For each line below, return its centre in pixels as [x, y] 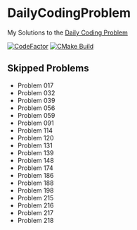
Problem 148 [35, 160]
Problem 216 [35, 205]
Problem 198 [35, 190]
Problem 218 [35, 220]
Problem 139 [35, 152]
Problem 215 [35, 198]
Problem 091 [35, 123]
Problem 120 [35, 138]
